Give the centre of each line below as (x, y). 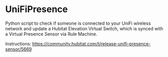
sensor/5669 (18, 49)
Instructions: (18, 43)
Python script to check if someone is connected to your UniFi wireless (78, 23)
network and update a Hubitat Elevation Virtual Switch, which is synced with (84, 28)
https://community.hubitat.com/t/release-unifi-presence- (91, 43)
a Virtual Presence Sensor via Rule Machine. (51, 34)
